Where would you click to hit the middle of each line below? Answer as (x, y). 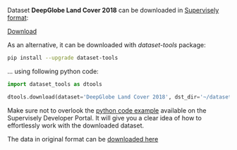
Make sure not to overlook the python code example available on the (107, 110)
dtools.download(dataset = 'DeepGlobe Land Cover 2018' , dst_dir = (104, 97)
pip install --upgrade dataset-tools (63, 58)
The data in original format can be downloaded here (83, 139)
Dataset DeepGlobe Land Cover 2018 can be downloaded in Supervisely (113, 10)
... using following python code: (53, 71)
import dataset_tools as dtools (55, 84)
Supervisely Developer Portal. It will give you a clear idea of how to (105, 118)
